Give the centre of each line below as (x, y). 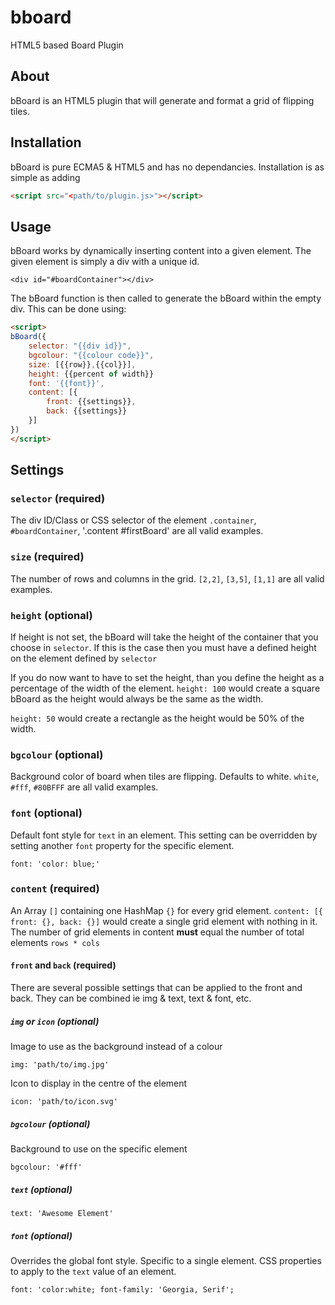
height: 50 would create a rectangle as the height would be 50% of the (157, 718)
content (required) (55, 889)
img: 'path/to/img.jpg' (60, 1064)
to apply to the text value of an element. (93, 1271)
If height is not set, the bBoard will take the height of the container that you (164, 637)
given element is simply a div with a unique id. (105, 262)
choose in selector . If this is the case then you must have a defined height (163, 647)
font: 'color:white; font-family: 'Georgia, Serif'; (122, 1289)
